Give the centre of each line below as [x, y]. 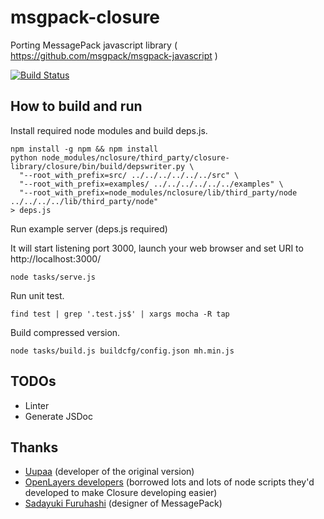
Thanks [34, 447]
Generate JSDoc [58, 416]
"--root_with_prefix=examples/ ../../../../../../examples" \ [151, 184]
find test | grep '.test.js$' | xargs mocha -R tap [120, 314]
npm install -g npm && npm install [84, 149]
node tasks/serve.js [53, 277]
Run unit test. [37, 295]
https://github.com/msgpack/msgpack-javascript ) [114, 55]
